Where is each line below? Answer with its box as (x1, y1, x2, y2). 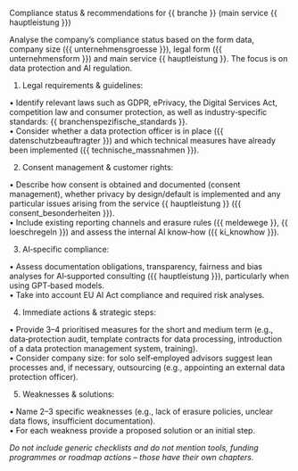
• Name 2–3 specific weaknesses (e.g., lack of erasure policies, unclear (9, 406, 274, 417)
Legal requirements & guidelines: (21, 80, 144, 90)
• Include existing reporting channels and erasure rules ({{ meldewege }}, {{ (9, 218, 288, 227)
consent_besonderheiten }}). (9, 208, 115, 218)
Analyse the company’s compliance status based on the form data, (9, 35, 254, 45)
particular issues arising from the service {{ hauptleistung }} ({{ (9, 198, 242, 209)
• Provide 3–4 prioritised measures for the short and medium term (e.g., (9, 325, 274, 335)
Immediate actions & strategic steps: (21, 307, 156, 318)
